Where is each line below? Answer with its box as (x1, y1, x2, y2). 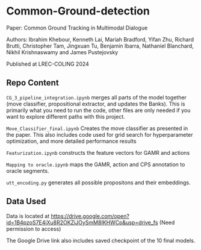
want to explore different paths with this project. (6, 113, 125, 120)
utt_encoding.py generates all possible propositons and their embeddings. (6, 179, 191, 186)
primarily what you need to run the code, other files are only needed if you (6, 107, 191, 114)
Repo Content (6, 78, 59, 88)
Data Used (6, 196, 46, 207)
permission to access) (6, 225, 61, 233)
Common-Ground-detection (6, 4, 150, 18)
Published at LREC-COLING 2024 (6, 60, 89, 67)
